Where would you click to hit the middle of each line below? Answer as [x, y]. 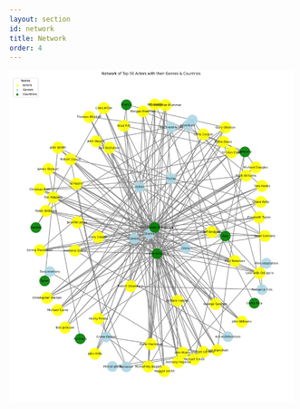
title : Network [38, 38]
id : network [32, 29]
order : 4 [26, 48]
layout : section [40, 19]
